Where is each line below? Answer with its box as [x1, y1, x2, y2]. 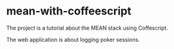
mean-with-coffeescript [6, 4, 132, 18]
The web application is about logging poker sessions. [6, 36, 140, 43]
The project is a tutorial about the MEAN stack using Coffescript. [6, 24, 169, 31]
